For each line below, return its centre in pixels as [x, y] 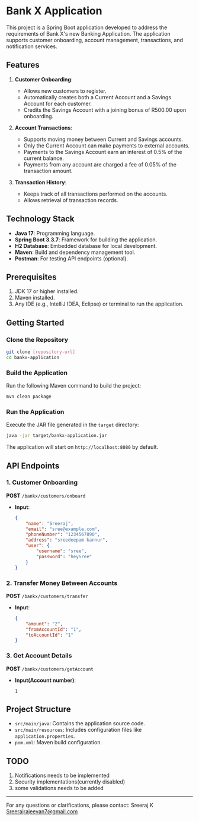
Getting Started [35, 323]
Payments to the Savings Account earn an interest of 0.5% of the [103, 152]
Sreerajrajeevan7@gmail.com [42, 811]
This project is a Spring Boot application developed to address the [87, 27]
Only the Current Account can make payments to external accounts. [107, 145]
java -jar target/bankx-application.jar [57, 436]
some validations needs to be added [59, 788]
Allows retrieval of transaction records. [71, 200]
